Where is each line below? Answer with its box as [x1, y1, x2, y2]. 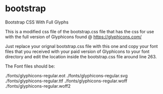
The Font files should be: [5, 63, 55, 69]
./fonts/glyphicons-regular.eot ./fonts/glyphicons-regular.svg [5, 72, 128, 78]
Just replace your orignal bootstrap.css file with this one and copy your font [5, 43, 158, 49]
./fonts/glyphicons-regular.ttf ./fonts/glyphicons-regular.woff [5, 78, 127, 84]
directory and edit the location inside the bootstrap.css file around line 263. [5, 53, 157, 59]
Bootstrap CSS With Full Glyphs [5, 19, 69, 25]
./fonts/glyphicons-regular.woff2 [5, 83, 71, 89]
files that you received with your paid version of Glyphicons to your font [5, 48, 150, 54]
